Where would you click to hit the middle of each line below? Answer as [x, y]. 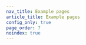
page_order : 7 [24, 28]
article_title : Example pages [43, 17]
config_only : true [29, 22]
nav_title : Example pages [38, 11]
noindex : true [24, 33]
